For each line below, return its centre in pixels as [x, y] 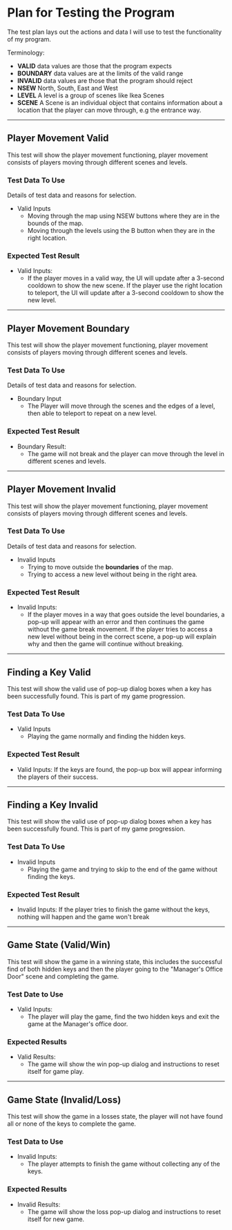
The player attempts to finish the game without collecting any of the [124, 1164]
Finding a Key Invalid [53, 805]
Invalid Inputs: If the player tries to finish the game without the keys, [114, 909]
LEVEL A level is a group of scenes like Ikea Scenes [90, 95]
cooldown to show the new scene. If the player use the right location [125, 285]
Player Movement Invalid [61, 490]
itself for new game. [56, 1219]
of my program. [29, 39]
